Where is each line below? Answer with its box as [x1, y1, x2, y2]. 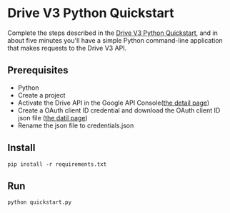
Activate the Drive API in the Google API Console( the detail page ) [17, 98, 210, 107]
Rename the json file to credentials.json [17, 121, 134, 130]
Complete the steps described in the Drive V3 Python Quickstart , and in [7, 28, 218, 37]
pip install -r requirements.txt [7, 160, 107, 168]
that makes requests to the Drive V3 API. [7, 43, 127, 52]
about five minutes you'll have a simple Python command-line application [7, 36, 223, 44]
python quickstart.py [7, 199, 72, 206]
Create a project [17, 90, 66, 99]
